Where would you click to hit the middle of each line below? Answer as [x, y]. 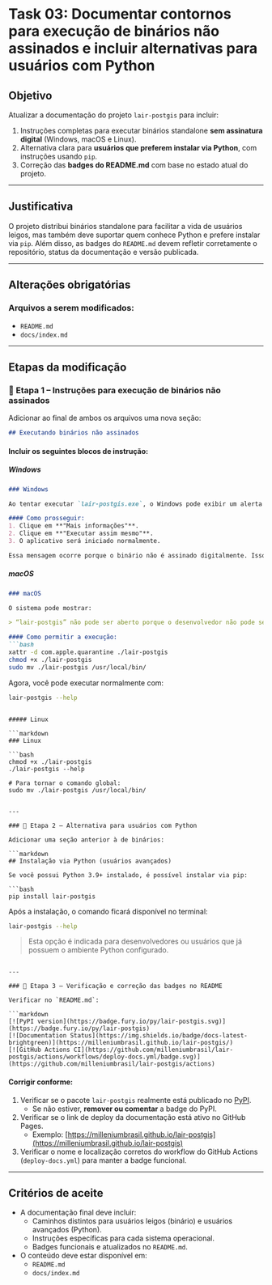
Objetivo [30, 95]
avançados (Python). [67, 1230]
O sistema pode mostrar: [50, 608]
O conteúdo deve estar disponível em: [83, 1256]
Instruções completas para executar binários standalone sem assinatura [141, 131]
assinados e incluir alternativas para [133, 49]
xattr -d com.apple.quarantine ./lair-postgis [88, 652]
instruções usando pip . [59, 156]
